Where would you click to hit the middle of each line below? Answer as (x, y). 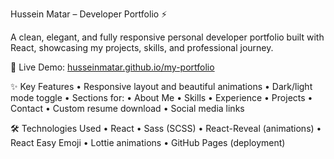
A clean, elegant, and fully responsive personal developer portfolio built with (167, 37)
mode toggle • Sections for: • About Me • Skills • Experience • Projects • (161, 97)
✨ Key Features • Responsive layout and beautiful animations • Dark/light (161, 86)
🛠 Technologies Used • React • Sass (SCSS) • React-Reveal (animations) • (166, 128)
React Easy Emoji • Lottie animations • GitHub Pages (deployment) (148, 142)
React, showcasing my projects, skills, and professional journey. (142, 47)
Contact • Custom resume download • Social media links (127, 108)
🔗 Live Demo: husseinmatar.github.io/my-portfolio (112, 67)
